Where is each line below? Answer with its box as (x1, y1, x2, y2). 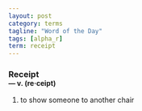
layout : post (8, 11, 52, 20)
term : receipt (8, 42, 56, 50)
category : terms (8, 19, 63, 28)
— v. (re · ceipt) (8, 79, 56, 88)
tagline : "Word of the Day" (8, 27, 103, 35)
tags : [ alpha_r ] (8, 34, 63, 43)
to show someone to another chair (19, 95, 135, 105)
